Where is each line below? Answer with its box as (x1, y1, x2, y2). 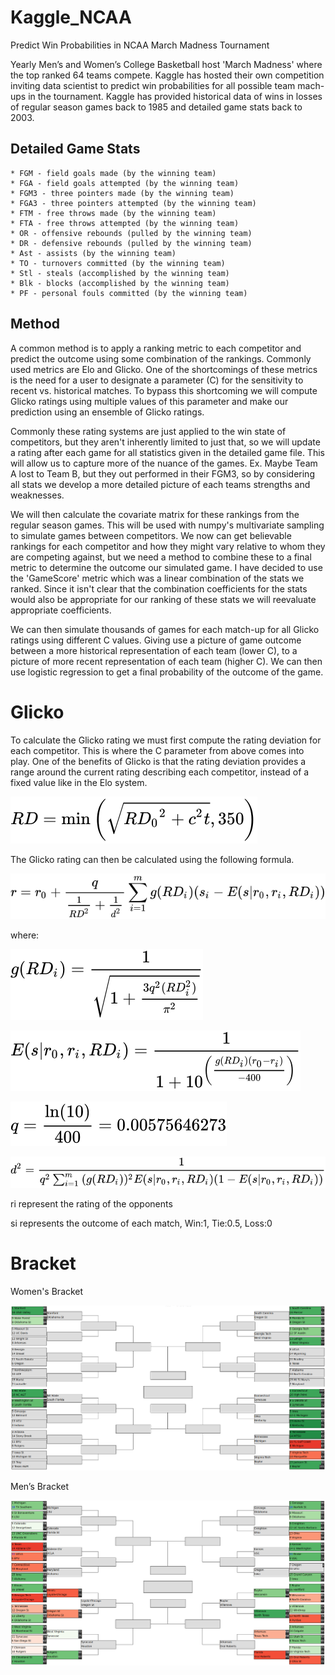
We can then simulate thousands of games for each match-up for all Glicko (10, 623, 320, 635)
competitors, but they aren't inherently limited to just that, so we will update (10, 436, 321, 448)
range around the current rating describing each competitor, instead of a (10, 766, 310, 778)
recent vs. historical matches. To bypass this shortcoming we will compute (10, 384, 318, 396)
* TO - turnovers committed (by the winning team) (10, 258, 226, 268)
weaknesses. (10, 489, 65, 501)
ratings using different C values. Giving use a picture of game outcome (10, 634, 302, 646)
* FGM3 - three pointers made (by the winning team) (10, 188, 235, 198)
